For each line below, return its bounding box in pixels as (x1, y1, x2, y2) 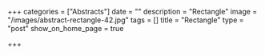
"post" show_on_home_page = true (7, 24, 124, 33)
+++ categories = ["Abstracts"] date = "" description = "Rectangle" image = (7, 7, 258, 16)
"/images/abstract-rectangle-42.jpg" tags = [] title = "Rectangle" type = (7, 15, 245, 25)
